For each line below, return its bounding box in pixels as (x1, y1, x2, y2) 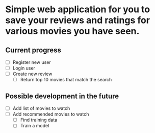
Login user (12, 65, 36, 71)
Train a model (20, 123, 49, 129)
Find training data (20, 117, 58, 123)
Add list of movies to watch (12, 105, 70, 112)
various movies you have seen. (5, 26, 140, 37)
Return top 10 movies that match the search (20, 77, 112, 83)
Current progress (5, 46, 62, 54)
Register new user (12, 59, 51, 65)
